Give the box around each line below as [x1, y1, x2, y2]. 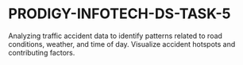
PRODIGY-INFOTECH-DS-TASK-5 [8, 5, 231, 23]
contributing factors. [8, 48, 75, 57]
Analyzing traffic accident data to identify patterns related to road [8, 31, 222, 40]
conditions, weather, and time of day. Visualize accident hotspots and [8, 39, 236, 48]
